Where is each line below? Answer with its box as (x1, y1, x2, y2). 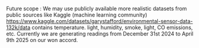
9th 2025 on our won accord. (6, 37, 79, 43)
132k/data (6, 24, 31, 31)
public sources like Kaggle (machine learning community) (6, 11, 148, 18)
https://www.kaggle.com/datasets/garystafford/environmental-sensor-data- (6, 18, 193, 24)
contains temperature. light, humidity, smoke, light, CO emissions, (32, 24, 193, 31)
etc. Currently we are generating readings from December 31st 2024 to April (6, 30, 194, 37)
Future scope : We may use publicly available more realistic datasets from (6, 5, 187, 12)
